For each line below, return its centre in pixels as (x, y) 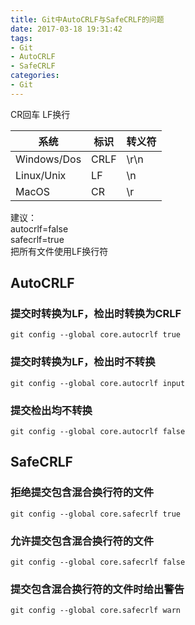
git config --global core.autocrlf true (96, 335)
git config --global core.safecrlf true (96, 514)
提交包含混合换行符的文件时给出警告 (97, 589)
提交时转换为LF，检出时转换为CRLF (96, 314)
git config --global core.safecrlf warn (96, 611)
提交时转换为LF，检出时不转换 (83, 362)
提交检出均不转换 (51, 410)
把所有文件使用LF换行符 (59, 251)
